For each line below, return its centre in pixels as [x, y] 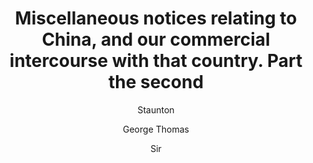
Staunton [156, 109]
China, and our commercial [156, 39]
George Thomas [156, 129]
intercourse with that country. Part [156, 61]
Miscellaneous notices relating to [156, 18]
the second [156, 82]
